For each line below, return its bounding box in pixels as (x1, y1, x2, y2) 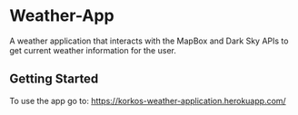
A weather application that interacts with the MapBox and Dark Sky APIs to (9, 35, 289, 46)
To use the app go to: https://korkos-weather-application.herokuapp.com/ (9, 95, 286, 106)
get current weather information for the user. (9, 44, 177, 55)
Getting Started (9, 72, 99, 87)
